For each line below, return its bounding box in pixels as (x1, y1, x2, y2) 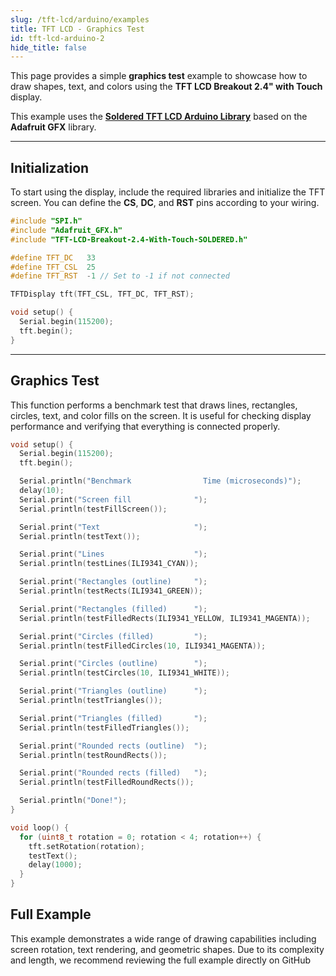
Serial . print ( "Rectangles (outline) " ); (19, 577, 208, 587)
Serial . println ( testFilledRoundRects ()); (19, 777, 195, 788)
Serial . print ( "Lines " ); (19, 549, 208, 560)
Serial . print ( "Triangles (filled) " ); (19, 713, 208, 723)
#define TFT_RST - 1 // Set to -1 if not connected (10, 271, 230, 281)
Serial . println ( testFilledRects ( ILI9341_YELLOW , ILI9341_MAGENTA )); (19, 613, 311, 623)
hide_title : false (10, 42, 87, 53)
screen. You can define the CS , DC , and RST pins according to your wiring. (10, 197, 320, 209)
